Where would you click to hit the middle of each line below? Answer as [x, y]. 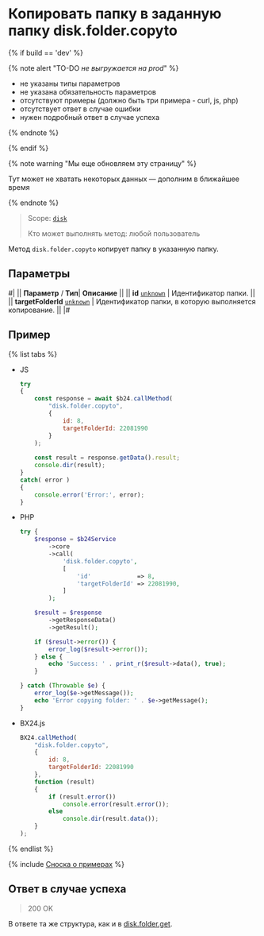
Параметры [39, 274]
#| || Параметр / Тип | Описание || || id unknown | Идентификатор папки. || [132, 293]
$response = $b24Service [75, 540]
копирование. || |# [39, 310]
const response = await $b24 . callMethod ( [103, 399]
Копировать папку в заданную [115, 14]
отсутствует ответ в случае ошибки [80, 109]
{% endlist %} [31, 849]
